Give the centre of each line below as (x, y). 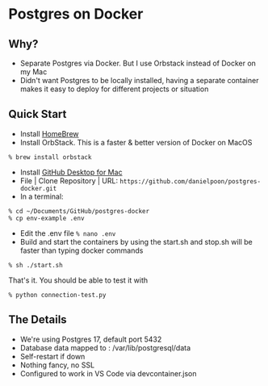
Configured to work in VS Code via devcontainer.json (108, 373)
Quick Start (38, 114)
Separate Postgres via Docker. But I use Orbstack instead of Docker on (138, 63)
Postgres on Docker (76, 14)
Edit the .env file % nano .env (68, 233)
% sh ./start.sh (36, 265)
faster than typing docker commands (82, 250)
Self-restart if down (52, 356)
